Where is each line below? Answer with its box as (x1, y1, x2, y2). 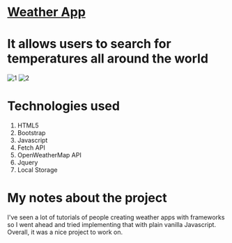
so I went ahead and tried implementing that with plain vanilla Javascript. (7, 221, 217, 228)
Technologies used (7, 98, 121, 114)
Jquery (17, 158, 38, 167)
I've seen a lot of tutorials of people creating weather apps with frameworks (7, 213, 225, 221)
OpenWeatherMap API (17, 151, 82, 159)
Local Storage (17, 166, 58, 174)
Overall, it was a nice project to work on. (7, 228, 123, 236)
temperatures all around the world (7, 51, 209, 67)
